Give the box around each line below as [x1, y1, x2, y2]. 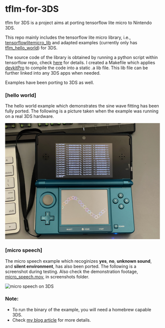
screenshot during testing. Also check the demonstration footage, [5, 269, 138, 274]
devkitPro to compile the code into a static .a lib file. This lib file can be [5, 65, 148, 71]
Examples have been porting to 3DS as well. [5, 80, 94, 85]
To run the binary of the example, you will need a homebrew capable [12, 306, 151, 312]
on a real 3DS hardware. [5, 113, 54, 119]
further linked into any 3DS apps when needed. [5, 70, 101, 76]
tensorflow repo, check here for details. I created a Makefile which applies [5, 59, 156, 65]
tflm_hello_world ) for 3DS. [5, 45, 58, 51]
